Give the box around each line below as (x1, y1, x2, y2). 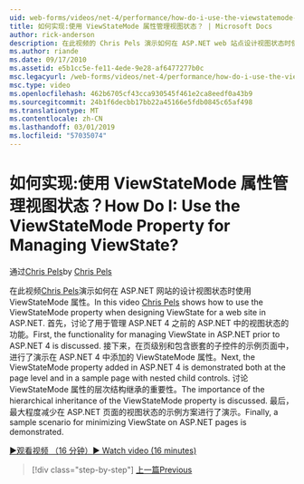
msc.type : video (9, 81, 71, 90)
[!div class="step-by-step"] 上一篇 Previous (31, 464, 193, 475)
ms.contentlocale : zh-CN (9, 114, 103, 123)
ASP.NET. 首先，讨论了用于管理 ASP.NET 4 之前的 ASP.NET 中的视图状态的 (9, 317, 290, 328)
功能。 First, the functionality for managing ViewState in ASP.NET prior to (9, 328, 280, 340)
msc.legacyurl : (9, 73, 67, 82)
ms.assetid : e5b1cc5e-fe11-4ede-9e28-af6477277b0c (9, 64, 204, 73)
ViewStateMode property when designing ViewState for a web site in (9, 306, 267, 317)
